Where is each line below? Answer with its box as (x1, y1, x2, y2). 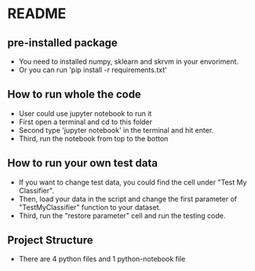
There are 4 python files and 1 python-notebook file (18, 255, 186, 264)
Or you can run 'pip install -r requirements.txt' (18, 65, 167, 75)
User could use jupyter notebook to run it (18, 108, 152, 118)
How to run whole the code (7, 88, 142, 101)
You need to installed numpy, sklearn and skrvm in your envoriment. (18, 57, 239, 66)
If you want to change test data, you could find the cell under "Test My (18, 178, 247, 187)
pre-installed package (7, 36, 118, 49)
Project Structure (7, 233, 93, 247)
